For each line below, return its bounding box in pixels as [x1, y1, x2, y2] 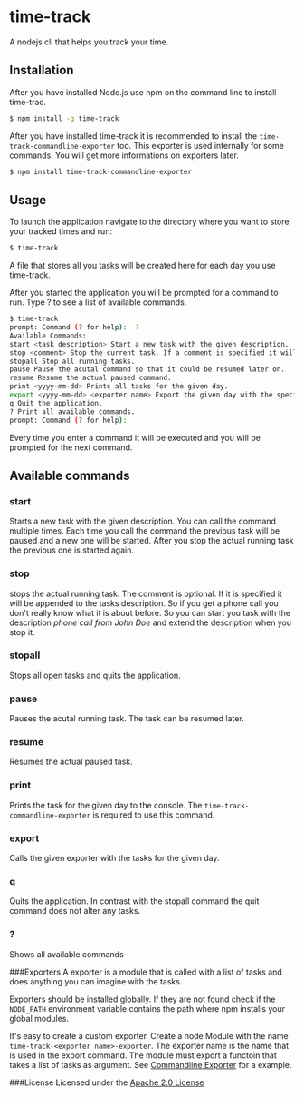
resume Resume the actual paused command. [9, 374, 172, 383]
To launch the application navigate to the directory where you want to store [9, 216, 290, 228]
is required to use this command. [92, 809, 215, 820]
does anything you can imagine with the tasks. [9, 975, 183, 986]
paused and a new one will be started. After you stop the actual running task [9, 535, 294, 546]
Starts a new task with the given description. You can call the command [9, 515, 276, 527]
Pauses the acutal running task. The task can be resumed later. [9, 713, 244, 724]
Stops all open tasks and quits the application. [9, 670, 181, 681]
